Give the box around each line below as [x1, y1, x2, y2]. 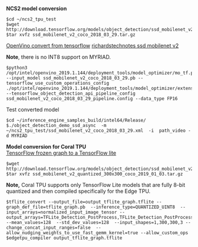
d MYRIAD [6, 133, 28, 139]
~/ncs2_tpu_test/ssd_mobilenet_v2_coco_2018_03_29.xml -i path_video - [6, 128, 192, 133]
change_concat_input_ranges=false [6, 225, 91, 231]
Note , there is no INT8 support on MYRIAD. [6, 54, 111, 61]
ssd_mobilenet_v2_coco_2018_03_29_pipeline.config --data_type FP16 [6, 96, 178, 102]
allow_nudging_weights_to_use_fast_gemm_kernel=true [6, 230, 138, 236]
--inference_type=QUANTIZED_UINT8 [90, 204, 176, 210]
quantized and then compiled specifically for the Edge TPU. [6, 188, 151, 195]
